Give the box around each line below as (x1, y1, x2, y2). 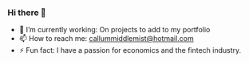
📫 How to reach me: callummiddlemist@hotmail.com (18, 34, 195, 43)
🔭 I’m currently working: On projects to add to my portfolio (18, 25, 211, 35)
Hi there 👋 (7, 7, 47, 18)
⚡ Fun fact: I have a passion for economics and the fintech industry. (18, 46, 242, 55)
